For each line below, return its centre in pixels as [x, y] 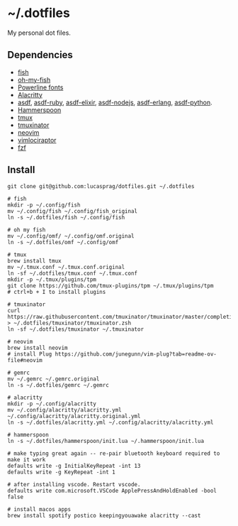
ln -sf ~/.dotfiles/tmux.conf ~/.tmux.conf [73, 273]
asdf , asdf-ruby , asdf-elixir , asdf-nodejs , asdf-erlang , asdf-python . [115, 102]
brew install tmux [34, 261]
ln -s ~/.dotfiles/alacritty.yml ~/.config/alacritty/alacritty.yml [110, 422]
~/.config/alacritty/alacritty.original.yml [74, 416]
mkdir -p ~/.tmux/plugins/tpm [52, 279]
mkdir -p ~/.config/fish [44, 205]
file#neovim [25, 360]
